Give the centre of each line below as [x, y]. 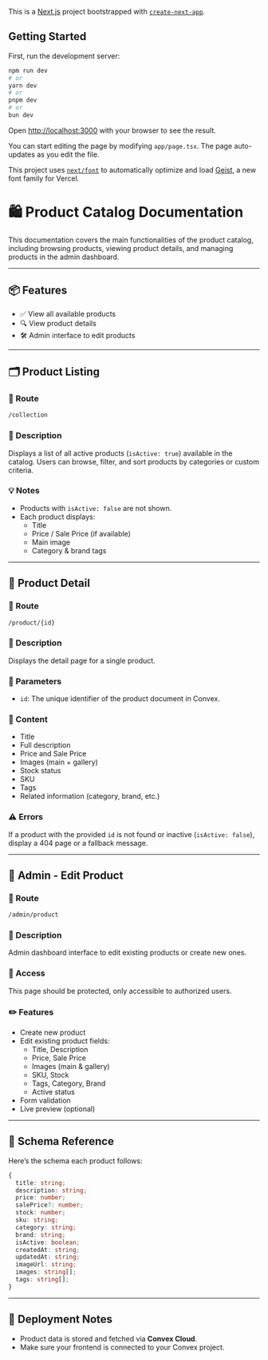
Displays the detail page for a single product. [82, 660]
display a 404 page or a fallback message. [78, 843]
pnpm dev [23, 100]
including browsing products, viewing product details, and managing [121, 248]
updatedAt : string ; [48, 1257]
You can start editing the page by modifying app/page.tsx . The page [120, 146]
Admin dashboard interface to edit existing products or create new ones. [128, 953]
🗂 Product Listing [54, 372]
